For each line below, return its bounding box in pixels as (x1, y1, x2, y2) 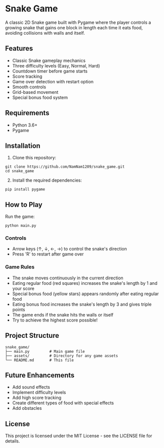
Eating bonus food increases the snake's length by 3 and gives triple (12, 301, 152, 307)
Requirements (5, 109, 49, 117)
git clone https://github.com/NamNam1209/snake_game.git (5, 164, 125, 169)
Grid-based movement (12, 89, 59, 95)
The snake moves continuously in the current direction (12, 275, 123, 281)
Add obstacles (12, 405, 42, 411)
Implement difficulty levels (12, 389, 66, 395)
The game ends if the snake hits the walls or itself (12, 312, 114, 318)
